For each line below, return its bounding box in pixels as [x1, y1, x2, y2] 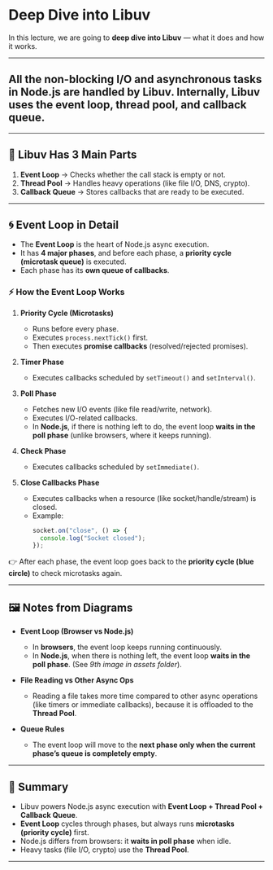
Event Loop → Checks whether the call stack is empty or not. [19, 169, 226, 179]
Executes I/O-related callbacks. [32, 413, 138, 423]
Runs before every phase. [32, 323, 119, 333]
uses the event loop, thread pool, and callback [8, 98, 247, 112]
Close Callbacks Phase [19, 477, 100, 487]
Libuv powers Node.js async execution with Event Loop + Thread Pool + [19, 801, 264, 811]
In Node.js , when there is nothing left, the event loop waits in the [32, 651, 250, 661]
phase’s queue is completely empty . [32, 749, 158, 758]
